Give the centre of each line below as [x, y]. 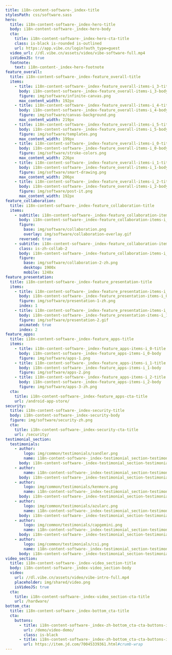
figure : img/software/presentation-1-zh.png [67, 301]
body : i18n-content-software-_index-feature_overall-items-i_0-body [93, 148]
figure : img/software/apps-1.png [55, 358]
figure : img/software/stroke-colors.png [62, 153]
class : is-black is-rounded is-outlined [58, 44]
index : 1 [28, 306]
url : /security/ [32, 434]
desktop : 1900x [40, 268]
